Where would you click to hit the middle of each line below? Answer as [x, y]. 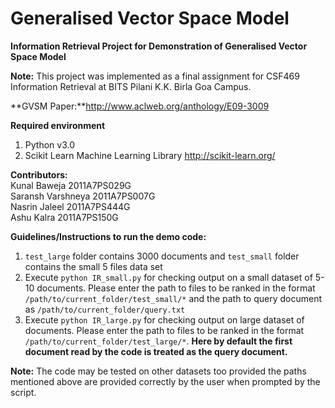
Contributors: [39, 174]
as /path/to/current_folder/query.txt [105, 309]
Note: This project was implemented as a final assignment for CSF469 [155, 76]
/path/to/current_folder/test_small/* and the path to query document [173, 298]
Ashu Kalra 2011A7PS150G [64, 217]
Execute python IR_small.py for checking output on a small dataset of [168, 277]
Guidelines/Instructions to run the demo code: [108, 236]
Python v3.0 [49, 144]
